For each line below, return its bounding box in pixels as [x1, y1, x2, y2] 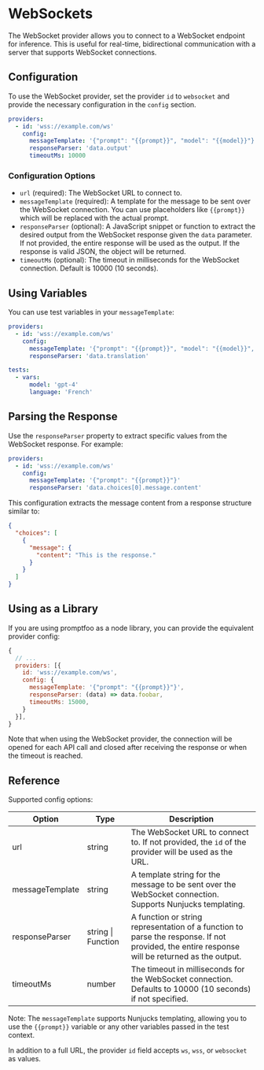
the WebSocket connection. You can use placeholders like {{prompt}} [19, 205, 245, 214]
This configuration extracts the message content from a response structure [8, 498, 252, 508]
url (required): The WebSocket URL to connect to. [19, 188, 182, 198]
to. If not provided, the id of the [130, 837, 247, 848]
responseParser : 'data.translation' [28, 352, 149, 360]
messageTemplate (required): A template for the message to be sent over [19, 196, 251, 206]
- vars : [15, 374, 41, 382]
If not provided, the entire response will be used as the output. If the [19, 238, 240, 248]
